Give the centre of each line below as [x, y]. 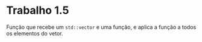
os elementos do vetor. [35, 33]
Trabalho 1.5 [38, 10]
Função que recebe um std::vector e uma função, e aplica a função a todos [101, 27]
